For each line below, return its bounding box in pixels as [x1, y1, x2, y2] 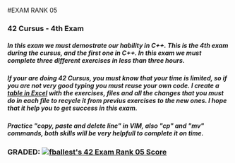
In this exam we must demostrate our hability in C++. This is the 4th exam [7, 41, 229, 49]
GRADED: [7, 147, 41, 157]
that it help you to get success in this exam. [7, 104, 138, 112]
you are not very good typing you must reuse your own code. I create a [7, 81, 219, 90]
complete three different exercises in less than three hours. [7, 56, 186, 64]
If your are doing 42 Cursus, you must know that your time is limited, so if [7, 73, 227, 82]
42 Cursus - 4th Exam [7, 23, 85, 33]
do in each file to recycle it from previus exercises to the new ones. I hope [7, 96, 227, 104]
